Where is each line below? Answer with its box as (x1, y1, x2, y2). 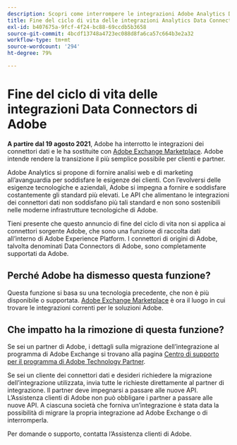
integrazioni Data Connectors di (7, 102, 197, 117)
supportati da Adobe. (7, 249, 69, 257)
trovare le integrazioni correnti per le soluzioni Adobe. (7, 303, 164, 312)
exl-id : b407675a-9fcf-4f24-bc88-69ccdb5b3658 (7, 23, 147, 30)
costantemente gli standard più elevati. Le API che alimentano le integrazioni (7, 190, 229, 199)
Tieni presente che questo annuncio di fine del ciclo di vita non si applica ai (7, 219, 226, 228)
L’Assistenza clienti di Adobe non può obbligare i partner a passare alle (7, 394, 213, 402)
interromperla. (7, 416, 49, 425)
